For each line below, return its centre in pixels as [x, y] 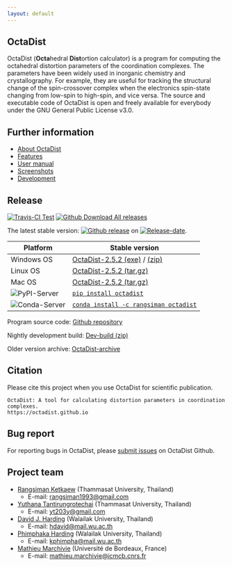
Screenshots [35, 171]
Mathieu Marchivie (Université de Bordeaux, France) [92, 548]
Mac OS [24, 282]
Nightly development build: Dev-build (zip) [68, 335]
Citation [25, 370]
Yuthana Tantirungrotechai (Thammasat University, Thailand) [105, 504]
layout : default [31, 14]
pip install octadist [108, 294]
